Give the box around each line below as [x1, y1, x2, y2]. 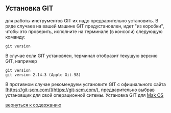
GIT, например [5, 58, 37, 64]
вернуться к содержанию [5, 102, 62, 108]
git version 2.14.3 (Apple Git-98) [5, 72, 81, 77]
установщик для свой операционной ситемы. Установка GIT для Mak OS [5, 92, 164, 98]
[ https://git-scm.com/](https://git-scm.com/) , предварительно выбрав [5, 87, 155, 93]
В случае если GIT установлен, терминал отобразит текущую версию [5, 52, 158, 59]
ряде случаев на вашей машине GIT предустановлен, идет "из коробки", [5, 23, 164, 29]
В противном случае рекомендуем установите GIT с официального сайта [5, 81, 166, 87]
